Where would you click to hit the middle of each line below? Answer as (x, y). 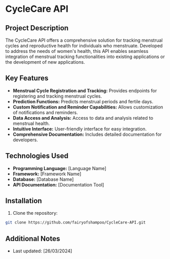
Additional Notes (33, 239)
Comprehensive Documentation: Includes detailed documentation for (87, 134)
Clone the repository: (35, 213)
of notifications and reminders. (45, 112)
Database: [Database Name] (43, 179)
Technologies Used (37, 156)
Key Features (27, 78)
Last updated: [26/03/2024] (42, 251)
